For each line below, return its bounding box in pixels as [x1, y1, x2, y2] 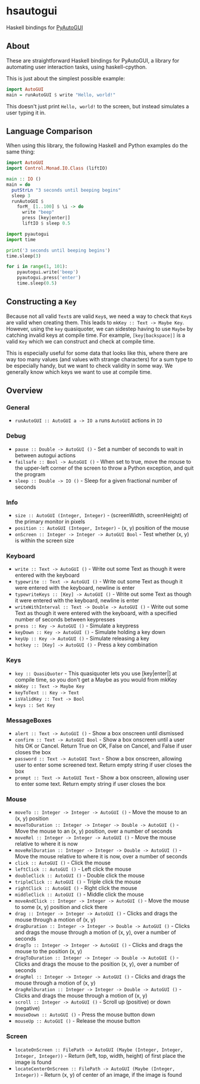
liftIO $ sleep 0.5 [21, 220, 70, 227]
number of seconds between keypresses [14, 616, 115, 623]
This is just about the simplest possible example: [6, 74, 125, 82]
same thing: [6, 148, 35, 155]
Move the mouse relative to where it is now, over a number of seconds [14, 853, 187, 860]
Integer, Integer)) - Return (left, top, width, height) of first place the [14, 1052, 186, 1059]
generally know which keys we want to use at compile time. [6, 368, 152, 376]
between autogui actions [14, 451, 76, 459]
